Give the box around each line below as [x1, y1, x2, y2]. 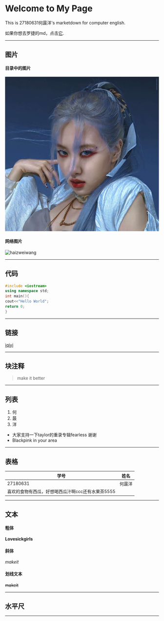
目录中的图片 [5, 65, 31, 71]
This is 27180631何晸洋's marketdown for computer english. [5, 20, 126, 25]
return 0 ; [5, 304, 25, 309]
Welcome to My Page [5, 3, 93, 14]
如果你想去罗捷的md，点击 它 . [5, 30, 64, 36]
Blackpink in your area [12, 437, 57, 444]
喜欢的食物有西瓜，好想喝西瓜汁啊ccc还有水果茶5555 [7, 489, 116, 495]
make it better [17, 375, 45, 381]
